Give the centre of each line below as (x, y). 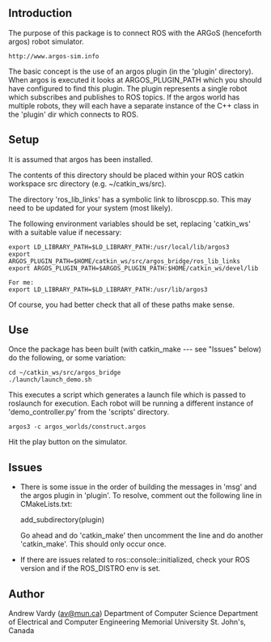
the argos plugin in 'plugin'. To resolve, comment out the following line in (141, 495)
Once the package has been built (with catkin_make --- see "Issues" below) (135, 349)
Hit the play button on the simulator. (68, 442)
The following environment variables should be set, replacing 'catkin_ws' (129, 223)
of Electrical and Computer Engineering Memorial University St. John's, (127, 622)
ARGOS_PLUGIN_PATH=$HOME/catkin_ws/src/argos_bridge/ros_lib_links (125, 261)
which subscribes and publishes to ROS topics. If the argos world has (124, 97)
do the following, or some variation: (68, 358)
